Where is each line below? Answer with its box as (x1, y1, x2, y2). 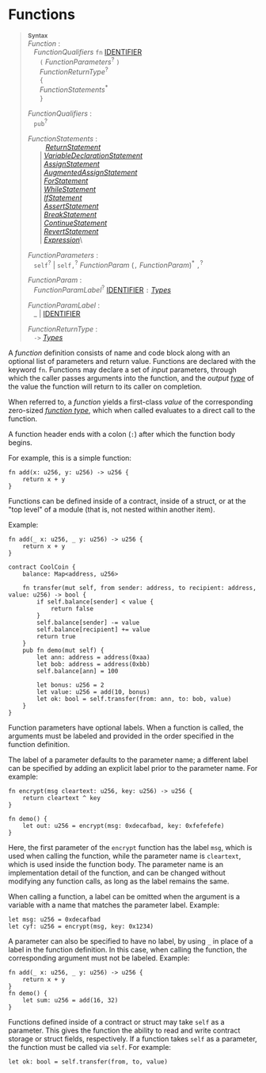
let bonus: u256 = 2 (36, 680, 104, 689)
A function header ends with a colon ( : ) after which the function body (8, 429, 236, 439)
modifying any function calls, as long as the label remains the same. (8, 876, 230, 886)
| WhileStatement (39, 184, 97, 194)
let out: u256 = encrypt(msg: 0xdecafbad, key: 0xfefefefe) (22, 822, 225, 830)
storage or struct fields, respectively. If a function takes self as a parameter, (8, 1033, 257, 1044)
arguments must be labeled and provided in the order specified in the (8, 731, 234, 741)
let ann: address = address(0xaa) (36, 653, 150, 661)
